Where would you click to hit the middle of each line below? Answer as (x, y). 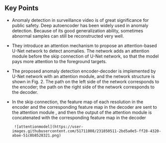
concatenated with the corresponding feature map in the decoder (79, 117)
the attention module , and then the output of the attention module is (82, 112)
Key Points (22, 8)
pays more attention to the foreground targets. (59, 61)
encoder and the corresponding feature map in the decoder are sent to (84, 107)
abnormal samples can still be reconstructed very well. (68, 36)
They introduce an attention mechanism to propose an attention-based (84, 45)
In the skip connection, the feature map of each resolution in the (78, 102)
